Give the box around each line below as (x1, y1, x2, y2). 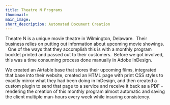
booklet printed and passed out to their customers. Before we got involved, (5, 52, 164, 58)
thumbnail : (5, 12, 29, 17)
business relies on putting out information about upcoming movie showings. (5, 41, 164, 47)
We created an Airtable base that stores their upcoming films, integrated (5, 67, 157, 73)
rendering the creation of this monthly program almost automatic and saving (5, 88, 165, 94)
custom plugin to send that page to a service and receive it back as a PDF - (5, 83, 163, 89)
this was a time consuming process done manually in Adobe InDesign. (5, 57, 153, 63)
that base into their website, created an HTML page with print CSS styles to (5, 72, 164, 79)
